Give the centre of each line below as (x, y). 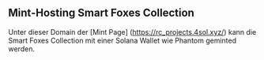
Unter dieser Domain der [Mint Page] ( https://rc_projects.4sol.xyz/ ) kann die (132, 32)
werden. (22, 49)
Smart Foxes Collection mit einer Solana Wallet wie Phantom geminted (123, 40)
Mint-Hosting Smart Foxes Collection (102, 13)
